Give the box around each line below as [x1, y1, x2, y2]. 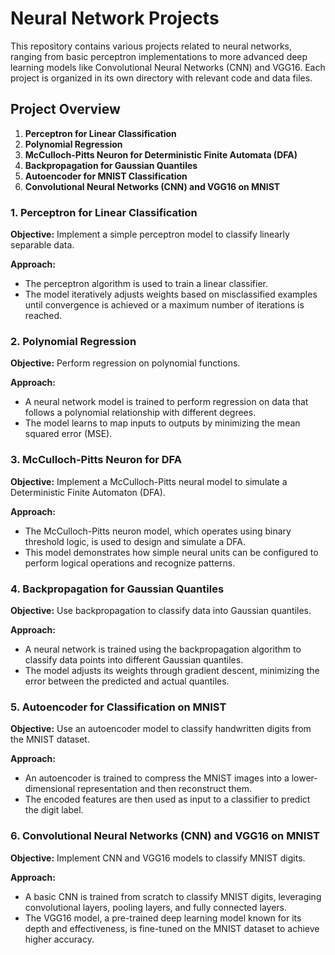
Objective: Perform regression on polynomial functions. [10, 357, 241, 369]
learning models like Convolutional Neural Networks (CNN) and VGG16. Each [10, 61, 326, 73]
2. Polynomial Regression [10, 334, 137, 348]
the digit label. [24, 804, 84, 816]
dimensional [24, 783, 76, 795]
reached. [24, 310, 63, 322]
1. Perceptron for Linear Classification [10, 205, 198, 219]
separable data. [10, 239, 75, 251]
